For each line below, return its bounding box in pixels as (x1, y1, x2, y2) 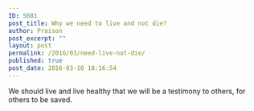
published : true (8, 57, 63, 65)
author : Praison (8, 27, 63, 35)
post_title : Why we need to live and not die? (8, 19, 167, 27)
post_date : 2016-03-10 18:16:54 (8, 64, 117, 72)
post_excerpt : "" (8, 34, 67, 43)
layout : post (8, 42, 52, 50)
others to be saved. (8, 94, 72, 105)
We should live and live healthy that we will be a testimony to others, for (8, 86, 246, 96)
